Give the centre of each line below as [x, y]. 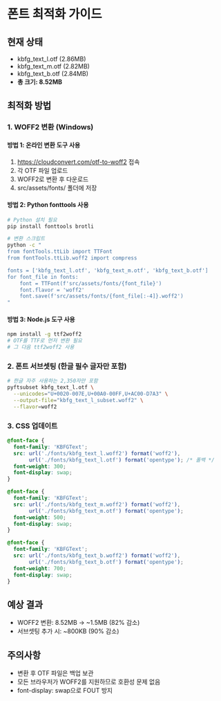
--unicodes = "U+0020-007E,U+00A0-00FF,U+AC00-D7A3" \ [91, 394]
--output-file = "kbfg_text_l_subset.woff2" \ [78, 400]
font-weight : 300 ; [40, 466]
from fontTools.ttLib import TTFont [60, 252]
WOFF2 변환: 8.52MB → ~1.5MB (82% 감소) [78, 623]
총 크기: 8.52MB [39, 82]
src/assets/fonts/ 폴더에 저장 [57, 188]
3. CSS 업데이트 [32, 426]
